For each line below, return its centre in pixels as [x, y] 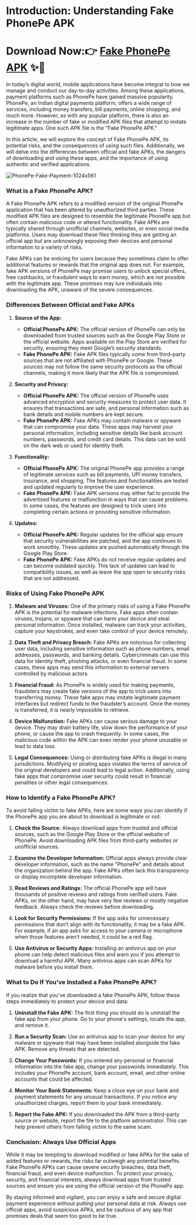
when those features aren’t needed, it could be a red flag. [84, 937]
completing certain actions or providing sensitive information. [97, 512]
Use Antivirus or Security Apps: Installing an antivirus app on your [95, 948]
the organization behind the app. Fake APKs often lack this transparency [102, 871]
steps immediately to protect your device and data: [67, 1001]
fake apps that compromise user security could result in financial [93, 776]
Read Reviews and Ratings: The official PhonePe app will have [90, 888]
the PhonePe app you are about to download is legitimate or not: [84, 817]
